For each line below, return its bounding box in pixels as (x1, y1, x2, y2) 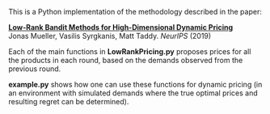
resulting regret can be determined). (8, 97, 129, 106)
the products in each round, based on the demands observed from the (8, 56, 243, 65)
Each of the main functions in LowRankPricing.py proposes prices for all (8, 47, 251, 56)
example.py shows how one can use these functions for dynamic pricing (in (8, 80, 263, 89)
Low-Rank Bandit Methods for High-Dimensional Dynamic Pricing (8, 23, 234, 32)
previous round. (8, 64, 61, 74)
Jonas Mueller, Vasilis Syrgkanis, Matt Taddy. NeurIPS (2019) (8, 32, 212, 40)
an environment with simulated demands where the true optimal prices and (8, 88, 259, 98)
